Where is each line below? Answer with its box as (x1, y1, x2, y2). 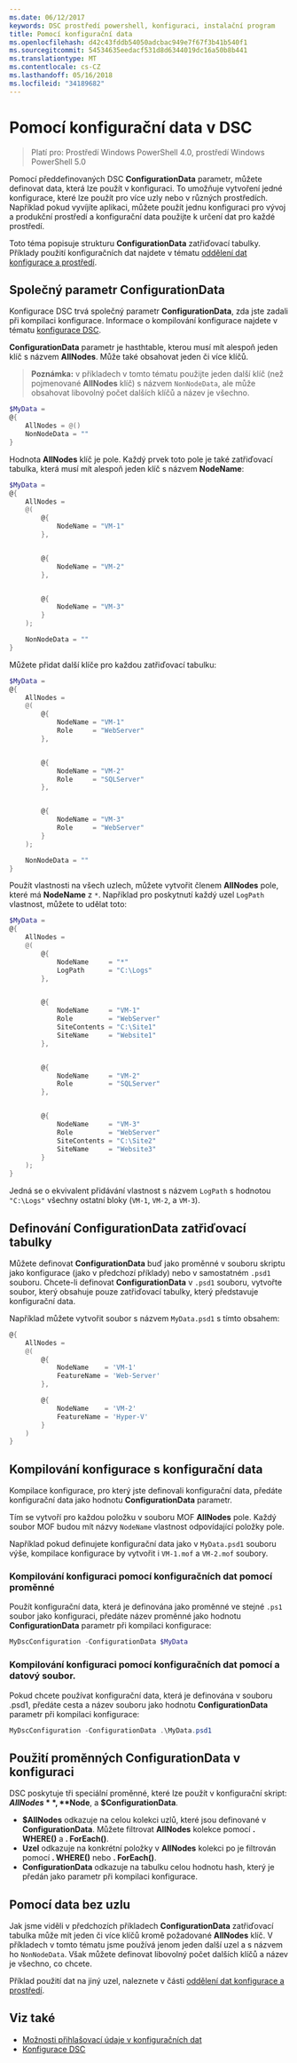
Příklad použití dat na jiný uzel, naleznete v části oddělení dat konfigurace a (9, 1976, 285, 1987)
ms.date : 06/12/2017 (9, 12, 86, 22)
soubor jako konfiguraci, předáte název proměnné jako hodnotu (9, 1611, 242, 1621)
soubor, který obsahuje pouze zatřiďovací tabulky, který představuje (9, 1286, 259, 1297)
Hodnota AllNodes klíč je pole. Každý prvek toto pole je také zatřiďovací (9, 454, 273, 465)
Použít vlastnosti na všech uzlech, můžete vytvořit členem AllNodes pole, (9, 880, 279, 891)
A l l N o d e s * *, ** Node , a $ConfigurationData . (9, 1797, 179, 1808)
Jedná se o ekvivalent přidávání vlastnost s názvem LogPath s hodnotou (9, 1185, 271, 1196)
